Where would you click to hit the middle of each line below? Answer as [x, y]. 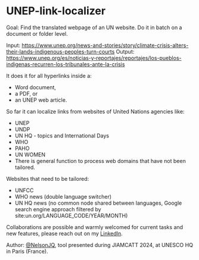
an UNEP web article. [41, 100]
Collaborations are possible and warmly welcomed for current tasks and [95, 227]
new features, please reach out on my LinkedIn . [65, 233]
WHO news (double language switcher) [63, 196]
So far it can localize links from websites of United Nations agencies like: [95, 111]
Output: [125, 51]
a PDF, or [26, 93]
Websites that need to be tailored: [48, 178]
